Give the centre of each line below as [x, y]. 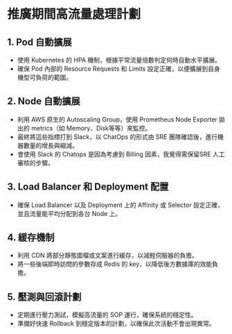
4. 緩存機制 [31, 238]
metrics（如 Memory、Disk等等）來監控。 [91, 128]
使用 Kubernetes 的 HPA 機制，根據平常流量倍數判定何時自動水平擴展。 [119, 60]
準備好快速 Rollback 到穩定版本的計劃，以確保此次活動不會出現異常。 [116, 324]
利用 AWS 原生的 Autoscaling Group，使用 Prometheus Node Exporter [117, 119]
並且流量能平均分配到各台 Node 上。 [69, 213]
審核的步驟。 [35, 162]
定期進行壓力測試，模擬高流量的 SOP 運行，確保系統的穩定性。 [107, 315]
